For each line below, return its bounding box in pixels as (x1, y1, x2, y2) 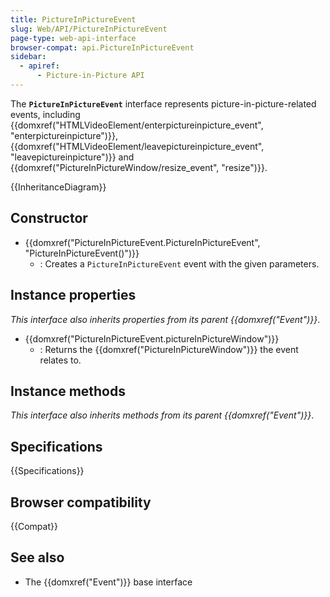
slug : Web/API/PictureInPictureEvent (10, 24, 168, 34)
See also (10, 549, 65, 566)
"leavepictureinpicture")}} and (10, 151, 135, 163)
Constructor (10, 210, 88, 227)
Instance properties (10, 287, 137, 304)
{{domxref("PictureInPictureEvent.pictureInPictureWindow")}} (24, 332, 280, 345)
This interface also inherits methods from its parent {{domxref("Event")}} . (10, 409, 315, 421)
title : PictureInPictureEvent (10, 14, 137, 25)
